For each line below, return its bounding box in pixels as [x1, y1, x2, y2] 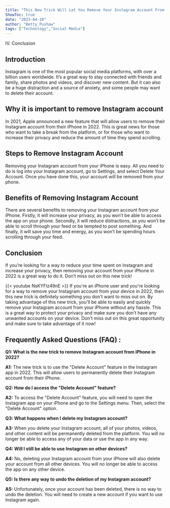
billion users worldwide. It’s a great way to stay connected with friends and [5, 74, 162, 80]
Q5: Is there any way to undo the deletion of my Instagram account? [5, 476, 151, 482]
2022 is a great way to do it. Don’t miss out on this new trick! [5, 273, 132, 279]
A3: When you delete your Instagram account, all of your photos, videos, [5, 425, 158, 431]
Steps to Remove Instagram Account [5, 149, 123, 158]
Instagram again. [5, 497, 41, 503]
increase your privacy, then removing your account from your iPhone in [5, 268, 154, 274]
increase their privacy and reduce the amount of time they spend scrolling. [5, 134, 161, 140]
